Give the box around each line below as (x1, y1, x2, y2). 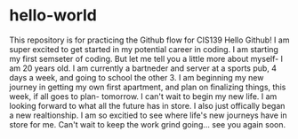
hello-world (9, 5, 98, 26)
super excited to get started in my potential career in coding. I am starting (9, 43, 278, 54)
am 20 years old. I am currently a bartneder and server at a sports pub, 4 (9, 63, 278, 73)
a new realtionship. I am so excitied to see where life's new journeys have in (9, 110, 287, 120)
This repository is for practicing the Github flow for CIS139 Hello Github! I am (9, 35, 290, 45)
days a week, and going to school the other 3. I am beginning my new (9, 72, 264, 82)
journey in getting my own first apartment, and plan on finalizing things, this (9, 81, 286, 92)
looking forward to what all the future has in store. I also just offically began (9, 100, 286, 111)
